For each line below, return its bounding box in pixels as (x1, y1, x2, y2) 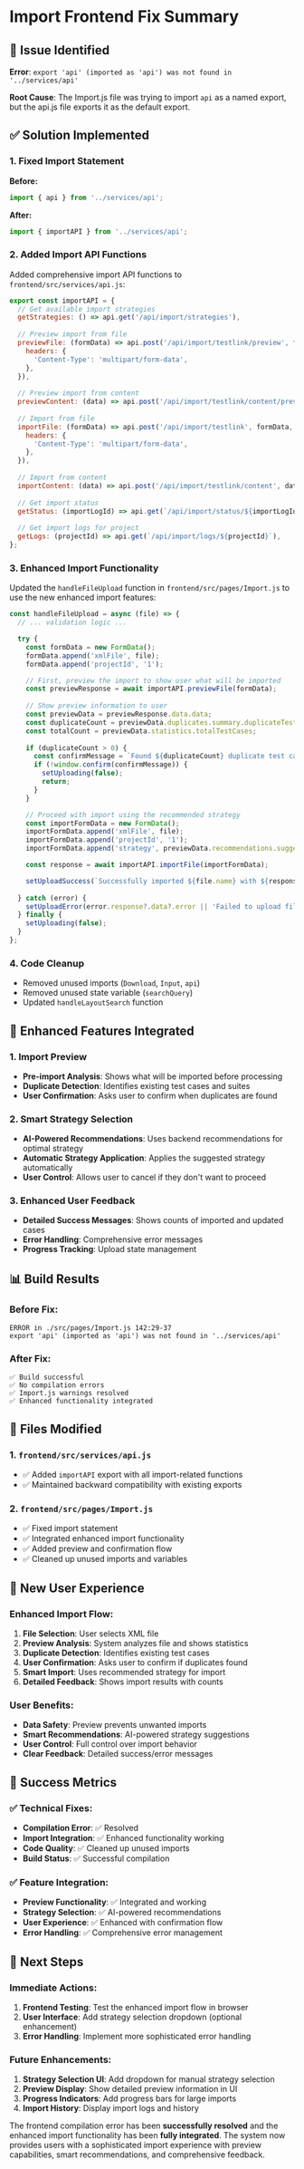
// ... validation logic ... (17, 618, 128, 627)
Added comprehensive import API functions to (9, 269, 183, 280)
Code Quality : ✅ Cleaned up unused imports (22, 1843, 190, 1854)
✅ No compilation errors (9, 1381, 105, 1390)
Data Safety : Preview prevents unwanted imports (22, 1720, 207, 1730)
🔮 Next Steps (9, 1954, 84, 1970)
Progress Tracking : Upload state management (22, 1244, 197, 1255)
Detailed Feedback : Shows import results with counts (22, 1676, 223, 1687)
